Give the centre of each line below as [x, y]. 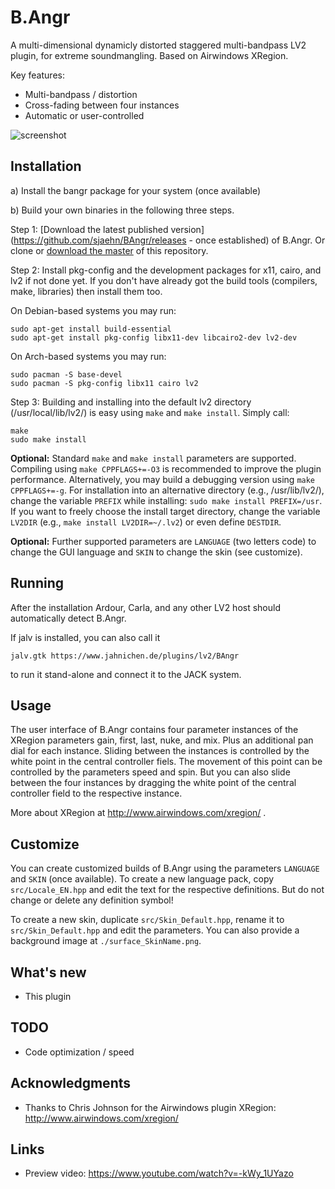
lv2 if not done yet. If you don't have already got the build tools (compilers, [164, 280]
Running [37, 583]
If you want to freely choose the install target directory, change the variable [165, 511]
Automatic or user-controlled [84, 115]
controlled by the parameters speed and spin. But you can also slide [150, 772]
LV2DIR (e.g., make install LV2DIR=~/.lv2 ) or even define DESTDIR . [146, 522]
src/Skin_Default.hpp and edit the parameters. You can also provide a [155, 930]
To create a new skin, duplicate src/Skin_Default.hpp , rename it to [147, 920]
